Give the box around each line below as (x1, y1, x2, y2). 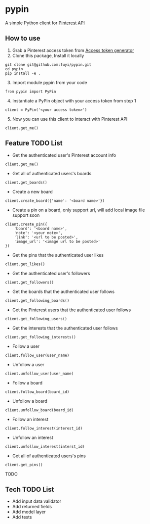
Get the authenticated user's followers (12, 270, 90, 276)
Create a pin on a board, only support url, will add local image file (12, 207, 145, 213)
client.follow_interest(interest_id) (5, 426, 83, 431)
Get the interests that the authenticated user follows (12, 325, 118, 331)
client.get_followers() (5, 280, 54, 285)
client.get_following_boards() (5, 298, 70, 303)
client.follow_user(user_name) (5, 353, 70, 358)
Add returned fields (12, 504, 52, 510)
